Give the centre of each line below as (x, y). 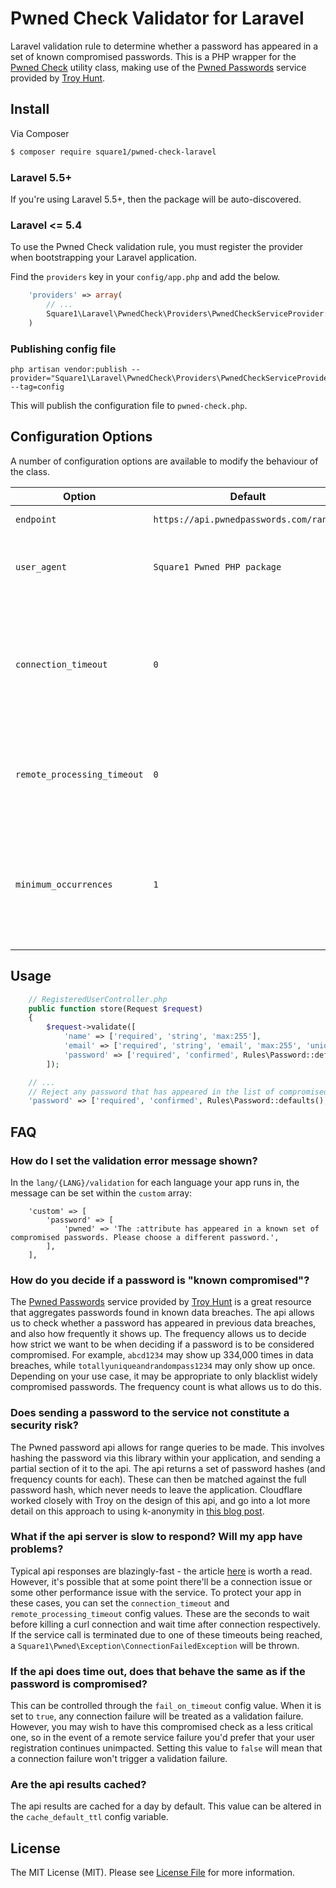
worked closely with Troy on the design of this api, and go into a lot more (160, 1500)
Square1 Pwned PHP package (217, 566)
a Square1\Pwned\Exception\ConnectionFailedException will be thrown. (155, 1645)
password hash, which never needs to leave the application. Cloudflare (156, 1489)
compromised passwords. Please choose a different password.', (145, 1237)
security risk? (44, 1425)
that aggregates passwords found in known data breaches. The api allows (162, 1313)
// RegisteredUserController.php (98, 999)
